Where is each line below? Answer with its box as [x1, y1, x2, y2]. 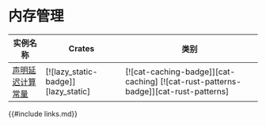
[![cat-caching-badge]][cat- [125, 66, 236, 77]
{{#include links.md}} [8, 109, 78, 118]
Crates [68, 43, 95, 54]
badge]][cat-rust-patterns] [125, 86, 230, 97]
